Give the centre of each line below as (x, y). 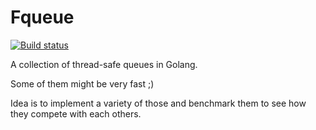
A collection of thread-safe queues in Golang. (104, 64)
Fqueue (42, 17)
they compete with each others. (76, 113)
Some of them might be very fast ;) (82, 83)
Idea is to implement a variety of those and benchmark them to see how (158, 103)
